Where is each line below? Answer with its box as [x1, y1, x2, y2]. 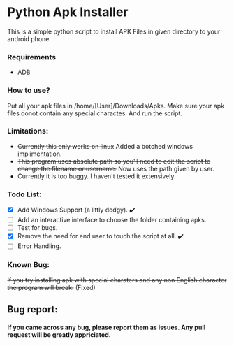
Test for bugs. [17, 224, 58, 232]
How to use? [7, 85, 50, 95]
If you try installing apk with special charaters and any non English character [7, 275, 227, 284]
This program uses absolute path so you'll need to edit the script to [17, 157, 211, 165]
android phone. [7, 34, 51, 43]
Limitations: [7, 127, 49, 136]
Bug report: [7, 303, 58, 315]
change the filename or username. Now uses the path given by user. [17, 164, 214, 173]
